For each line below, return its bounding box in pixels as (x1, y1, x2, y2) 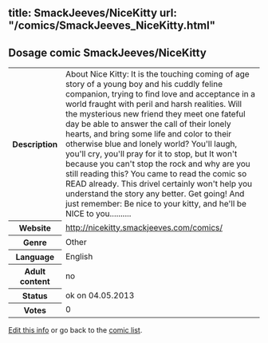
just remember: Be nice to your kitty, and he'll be (65, 199, 247, 210)
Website (18, 223, 52, 234)
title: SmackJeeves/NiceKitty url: (8, 6, 177, 20)
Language (15, 251, 54, 262)
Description (12, 139, 58, 150)
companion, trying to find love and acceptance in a (65, 89, 256, 100)
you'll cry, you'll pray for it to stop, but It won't (65, 148, 238, 160)
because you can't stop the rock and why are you (65, 159, 251, 170)
